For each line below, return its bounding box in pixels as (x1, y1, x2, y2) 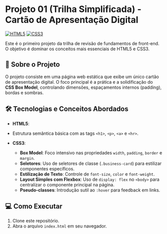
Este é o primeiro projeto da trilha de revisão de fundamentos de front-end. (5, 40, 160, 46)
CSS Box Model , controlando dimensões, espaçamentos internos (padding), (5, 84, 162, 90)
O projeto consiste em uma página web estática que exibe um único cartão (5, 74, 160, 80)
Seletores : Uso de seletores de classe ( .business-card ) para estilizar (19, 160, 162, 166)
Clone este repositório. (12, 218, 60, 224)
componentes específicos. (19, 165, 75, 171)
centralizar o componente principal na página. (19, 181, 115, 187)
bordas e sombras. (5, 89, 44, 96)
